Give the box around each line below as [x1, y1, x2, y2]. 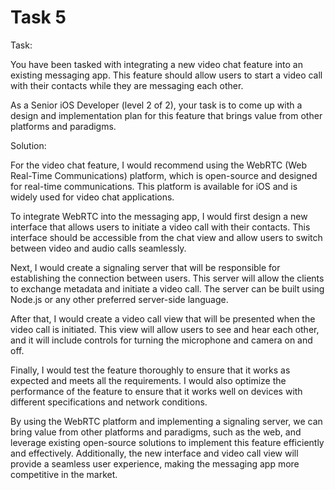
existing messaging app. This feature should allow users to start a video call [10, 69, 323, 81]
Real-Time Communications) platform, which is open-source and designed [10, 169, 318, 181]
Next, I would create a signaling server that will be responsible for [10, 261, 281, 273]
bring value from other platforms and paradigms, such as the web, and [10, 426, 302, 438]
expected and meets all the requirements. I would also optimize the [10, 374, 287, 386]
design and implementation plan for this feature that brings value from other [10, 109, 323, 121]
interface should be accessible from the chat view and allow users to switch [10, 231, 323, 243]
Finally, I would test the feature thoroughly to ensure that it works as [10, 364, 291, 376]
